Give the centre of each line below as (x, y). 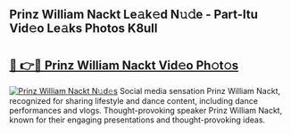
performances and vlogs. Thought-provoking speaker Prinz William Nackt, (146, 110)
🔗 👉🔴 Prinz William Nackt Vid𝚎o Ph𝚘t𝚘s (124, 65)
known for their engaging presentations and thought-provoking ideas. (137, 120)
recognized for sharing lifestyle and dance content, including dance (134, 101)
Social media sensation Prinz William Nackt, (200, 91)
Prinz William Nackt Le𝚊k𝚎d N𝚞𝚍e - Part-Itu (134, 15)
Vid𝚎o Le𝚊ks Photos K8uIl (83, 29)
